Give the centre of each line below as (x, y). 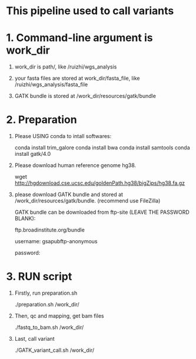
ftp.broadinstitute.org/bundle (50, 230)
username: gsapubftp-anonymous (56, 241)
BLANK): (25, 218)
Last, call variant (34, 339)
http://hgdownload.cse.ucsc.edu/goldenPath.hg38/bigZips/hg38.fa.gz (100, 183)
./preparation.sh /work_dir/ (47, 304)
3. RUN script (39, 277)
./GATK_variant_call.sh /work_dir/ (54, 350)
